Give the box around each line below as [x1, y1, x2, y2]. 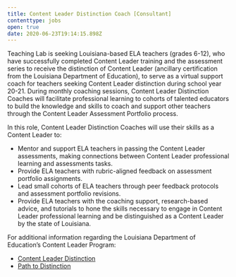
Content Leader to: [7, 131, 62, 139]
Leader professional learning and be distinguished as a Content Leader [17, 212, 224, 220]
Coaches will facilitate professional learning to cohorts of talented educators [7, 95, 230, 103]
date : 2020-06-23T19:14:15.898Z [7, 30, 102, 37]
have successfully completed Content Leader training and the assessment [7, 57, 223, 66]
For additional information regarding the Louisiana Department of [7, 233, 196, 242]
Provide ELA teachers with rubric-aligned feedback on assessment [17, 167, 212, 175]
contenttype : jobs [7, 17, 61, 24]
